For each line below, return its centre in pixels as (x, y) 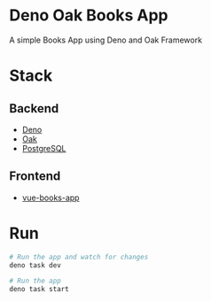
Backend (34, 108)
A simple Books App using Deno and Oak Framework (105, 40)
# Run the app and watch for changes (79, 257)
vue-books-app (51, 197)
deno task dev (35, 265)
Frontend (35, 177)
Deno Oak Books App (89, 15)
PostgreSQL (44, 148)
